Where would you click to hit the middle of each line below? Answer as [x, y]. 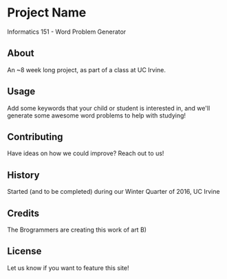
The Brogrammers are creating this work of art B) [77, 230]
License [24, 251]
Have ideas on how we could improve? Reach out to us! [86, 153]
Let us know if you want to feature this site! [68, 268]
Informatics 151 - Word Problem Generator [67, 32]
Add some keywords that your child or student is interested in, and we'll [109, 108]
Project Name [47, 13]
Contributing [35, 136]
